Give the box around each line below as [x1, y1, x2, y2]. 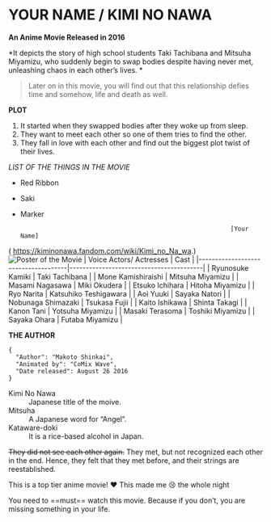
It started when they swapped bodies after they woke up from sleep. [19, 120, 248, 130]
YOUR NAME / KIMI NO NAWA [8, 6, 213, 24]
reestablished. [8, 464, 57, 474]
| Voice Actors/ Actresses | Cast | [83, 255, 195, 264]
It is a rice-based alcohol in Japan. [28, 431, 144, 441]
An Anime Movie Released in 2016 [8, 32, 125, 42]
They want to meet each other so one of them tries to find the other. [19, 129, 247, 139]
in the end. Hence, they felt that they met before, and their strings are [8, 455, 240, 465]
